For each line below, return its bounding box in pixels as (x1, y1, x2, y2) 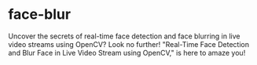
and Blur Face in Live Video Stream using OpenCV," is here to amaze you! (8, 48, 246, 57)
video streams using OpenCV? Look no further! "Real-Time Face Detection (8, 39, 250, 49)
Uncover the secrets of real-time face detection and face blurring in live (8, 31, 240, 41)
